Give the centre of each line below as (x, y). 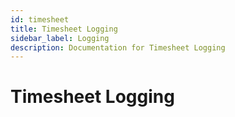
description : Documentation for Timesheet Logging (118, 47)
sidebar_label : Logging (60, 38)
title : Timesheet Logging (64, 29)
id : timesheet (40, 19)
